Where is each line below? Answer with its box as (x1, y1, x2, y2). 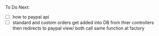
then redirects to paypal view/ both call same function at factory (12, 25, 145, 31)
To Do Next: (5, 4, 30, 10)
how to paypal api (12, 14, 49, 19)
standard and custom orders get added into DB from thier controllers (12, 19, 154, 25)
